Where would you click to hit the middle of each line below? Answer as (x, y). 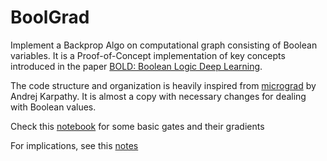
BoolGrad (50, 17)
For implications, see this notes (74, 145)
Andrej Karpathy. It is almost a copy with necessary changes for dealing (158, 96)
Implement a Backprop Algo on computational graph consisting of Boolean (164, 45)
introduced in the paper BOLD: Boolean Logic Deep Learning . (136, 66)
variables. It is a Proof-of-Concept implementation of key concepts (148, 55)
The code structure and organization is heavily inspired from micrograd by (163, 85)
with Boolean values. (53, 107)
